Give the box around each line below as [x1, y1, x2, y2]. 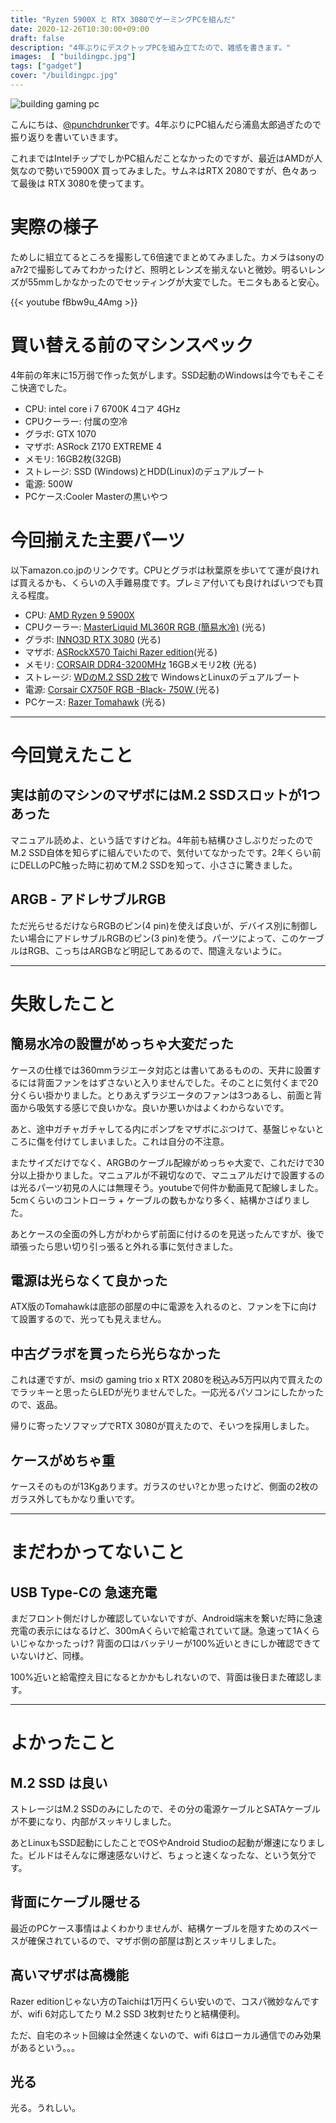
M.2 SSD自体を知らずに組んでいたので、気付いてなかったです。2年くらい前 [10, 846, 322, 858]
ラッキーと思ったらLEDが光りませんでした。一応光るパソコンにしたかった [18, 1386, 325, 1398]
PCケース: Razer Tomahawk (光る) [24, 696, 166, 708]
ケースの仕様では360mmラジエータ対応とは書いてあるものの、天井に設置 [10, 1064, 313, 1076]
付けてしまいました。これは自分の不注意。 [53, 1135, 230, 1147]
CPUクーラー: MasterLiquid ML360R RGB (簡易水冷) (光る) [24, 621, 267, 633]
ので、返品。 [10, 1399, 63, 1411]
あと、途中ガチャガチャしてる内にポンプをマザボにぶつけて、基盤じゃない [10, 1122, 316, 1135]
